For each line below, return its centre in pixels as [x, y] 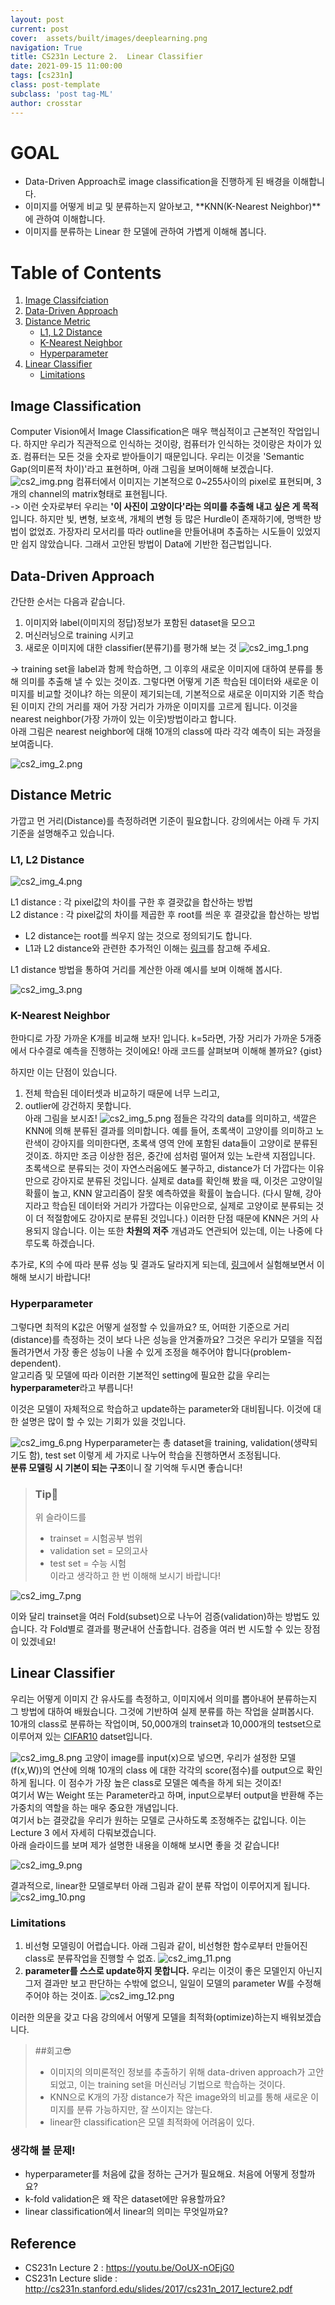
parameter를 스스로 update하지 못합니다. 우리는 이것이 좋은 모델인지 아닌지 [173, 1971]
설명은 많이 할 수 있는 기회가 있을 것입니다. [103, 1421]
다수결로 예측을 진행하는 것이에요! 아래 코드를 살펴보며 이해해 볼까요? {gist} [175, 1051]
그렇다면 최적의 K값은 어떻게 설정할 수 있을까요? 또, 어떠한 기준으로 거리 [150, 1327]
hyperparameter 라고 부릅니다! [71, 1387]
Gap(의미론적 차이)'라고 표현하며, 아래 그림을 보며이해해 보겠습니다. [142, 469]
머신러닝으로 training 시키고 [79, 635]
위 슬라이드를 [60, 1517]
